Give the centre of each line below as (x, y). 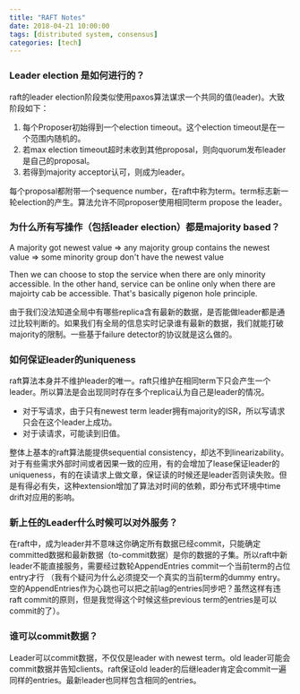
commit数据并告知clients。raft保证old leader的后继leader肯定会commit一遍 (148, 669)
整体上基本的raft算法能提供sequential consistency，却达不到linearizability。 (149, 452)
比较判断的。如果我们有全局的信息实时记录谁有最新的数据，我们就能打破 (150, 322)
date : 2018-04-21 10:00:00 (60, 26)
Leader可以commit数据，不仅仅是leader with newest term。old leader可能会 (150, 657)
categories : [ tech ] (46, 43)
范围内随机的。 (58, 138)
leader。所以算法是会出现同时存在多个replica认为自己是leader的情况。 (139, 392)
